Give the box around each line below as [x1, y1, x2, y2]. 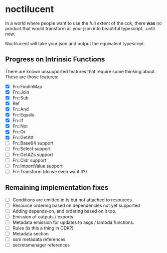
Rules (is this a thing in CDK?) [12, 225, 74, 231]
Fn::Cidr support [12, 157, 47, 163]
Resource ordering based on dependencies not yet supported [12, 202, 140, 208]
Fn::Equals [12, 112, 34, 118]
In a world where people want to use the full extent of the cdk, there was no [5, 20, 162, 26]
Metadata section [12, 230, 49, 236]
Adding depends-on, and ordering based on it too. [12, 208, 117, 214]
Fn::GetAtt [12, 135, 34, 141]
